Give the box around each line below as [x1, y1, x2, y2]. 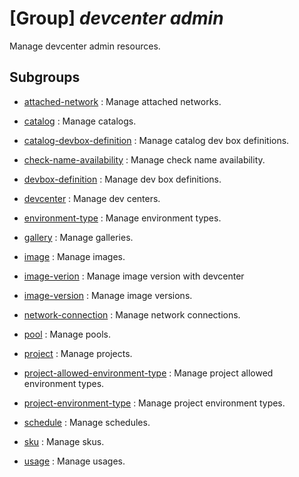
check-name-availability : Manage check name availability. [23, 153, 266, 166]
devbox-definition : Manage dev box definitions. [23, 173, 222, 185]
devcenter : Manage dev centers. [23, 192, 161, 204]
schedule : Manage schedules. [23, 416, 151, 428]
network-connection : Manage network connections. [23, 308, 241, 321]
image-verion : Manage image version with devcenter [23, 270, 245, 282]
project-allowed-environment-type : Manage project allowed [23, 367, 274, 379]
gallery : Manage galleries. [23, 231, 134, 243]
